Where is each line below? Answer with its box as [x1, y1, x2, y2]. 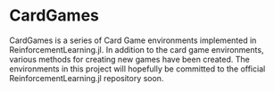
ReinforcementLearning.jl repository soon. [9, 72, 164, 83]
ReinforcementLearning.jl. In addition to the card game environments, [9, 44, 264, 54]
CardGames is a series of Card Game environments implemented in [9, 35, 257, 46]
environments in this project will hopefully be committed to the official [9, 63, 266, 74]
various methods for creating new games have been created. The [9, 54, 250, 64]
